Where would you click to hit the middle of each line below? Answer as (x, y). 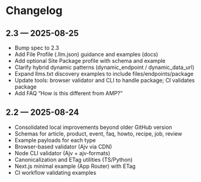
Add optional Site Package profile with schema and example (90, 61)
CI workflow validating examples (55, 172)
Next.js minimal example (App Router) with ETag (75, 166)
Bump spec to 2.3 (37, 48)
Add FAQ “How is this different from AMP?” (69, 93)
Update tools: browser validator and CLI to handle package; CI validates (105, 80)
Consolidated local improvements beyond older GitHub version (93, 127)
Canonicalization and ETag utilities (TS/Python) (73, 159)
